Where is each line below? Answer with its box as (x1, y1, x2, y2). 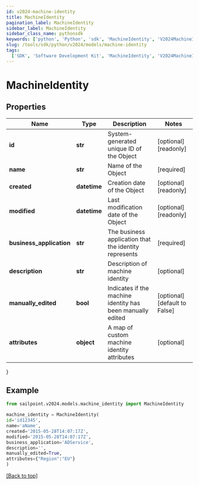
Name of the (107, 161, 142, 170)
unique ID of (107, 144, 142, 153)
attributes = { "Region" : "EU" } (6, 456, 76, 462)
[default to (157, 299, 187, 307)
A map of (107, 323, 133, 331)
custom (107, 331, 129, 339)
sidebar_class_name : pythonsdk (6, 31, 84, 37)
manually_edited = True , (6, 451, 62, 457)
